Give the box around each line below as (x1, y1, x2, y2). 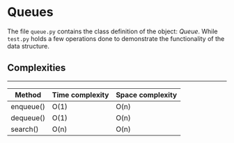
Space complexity (116, 90, 178, 99)
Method (15, 90, 42, 99)
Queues (7, 4, 54, 20)
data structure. (7, 42, 50, 50)
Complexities (7, 62, 66, 74)
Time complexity (52, 90, 109, 99)
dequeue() (10, 112, 45, 122)
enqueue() (10, 101, 45, 111)
